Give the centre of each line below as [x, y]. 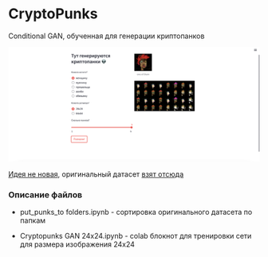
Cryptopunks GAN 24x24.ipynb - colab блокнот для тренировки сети [136, 236]
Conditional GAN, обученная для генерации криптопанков [106, 36]
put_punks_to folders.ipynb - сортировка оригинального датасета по [136, 212]
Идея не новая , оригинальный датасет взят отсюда [96, 174]
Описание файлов [45, 194]
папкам [33, 220]
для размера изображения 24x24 [77, 244]
